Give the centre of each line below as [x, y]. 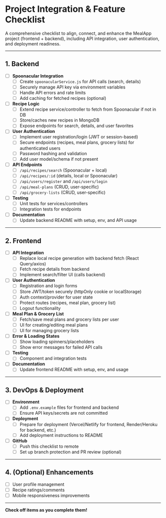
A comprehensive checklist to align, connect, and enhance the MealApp [78, 33]
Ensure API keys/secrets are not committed [63, 413]
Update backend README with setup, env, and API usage [78, 220]
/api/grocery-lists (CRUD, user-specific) [62, 192]
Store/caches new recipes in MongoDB [60, 120]
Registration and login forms [48, 286]
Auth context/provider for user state [56, 297]
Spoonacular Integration [38, 76]
